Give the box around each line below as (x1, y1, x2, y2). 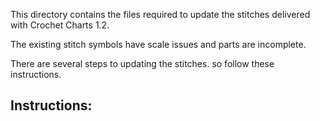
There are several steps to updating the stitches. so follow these (10, 58, 275, 69)
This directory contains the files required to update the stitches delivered (10, 9, 311, 20)
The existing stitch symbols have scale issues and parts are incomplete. (10, 39, 307, 50)
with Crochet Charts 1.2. (10, 19, 110, 31)
